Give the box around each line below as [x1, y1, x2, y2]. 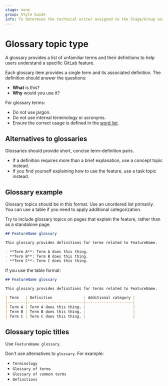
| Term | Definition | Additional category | [5, 295, 135, 300]
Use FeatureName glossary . [5, 341, 61, 347]
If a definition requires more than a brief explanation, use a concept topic [12, 157, 163, 163]
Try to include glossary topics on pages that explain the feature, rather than [5, 216, 161, 222]
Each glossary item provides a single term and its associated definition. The [5, 69, 161, 75]
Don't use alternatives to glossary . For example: [5, 350, 104, 356]
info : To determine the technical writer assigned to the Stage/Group [5, 16, 155, 21]
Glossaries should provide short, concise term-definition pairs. [5, 148, 134, 154]
